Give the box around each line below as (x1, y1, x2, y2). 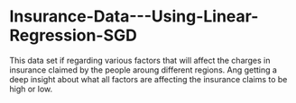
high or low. (9, 83, 53, 94)
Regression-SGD (9, 25, 138, 46)
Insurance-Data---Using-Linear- (9, 6, 259, 27)
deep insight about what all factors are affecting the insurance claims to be (9, 73, 288, 84)
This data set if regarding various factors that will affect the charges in (9, 55, 271, 65)
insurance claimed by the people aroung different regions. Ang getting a (9, 64, 278, 75)
